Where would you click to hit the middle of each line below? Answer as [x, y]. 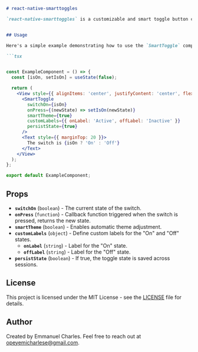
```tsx [14, 56]
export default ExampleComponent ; [49, 176]
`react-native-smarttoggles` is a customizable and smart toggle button [97, 19]
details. [15, 303]
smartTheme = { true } [50, 116]
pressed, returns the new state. [53, 221]
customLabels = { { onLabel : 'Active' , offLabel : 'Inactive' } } [104, 121]
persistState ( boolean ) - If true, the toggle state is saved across [92, 258]
